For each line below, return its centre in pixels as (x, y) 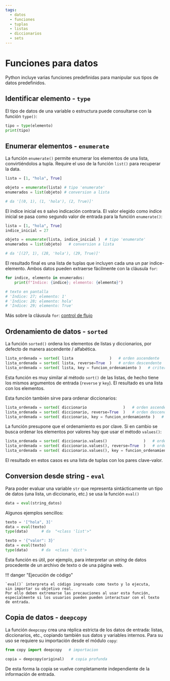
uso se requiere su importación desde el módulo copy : (61, 640)
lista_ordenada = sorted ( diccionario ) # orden (77, 407)
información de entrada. (30, 674)
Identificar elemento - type (48, 99)
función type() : (21, 116)
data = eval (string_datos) (34, 503)
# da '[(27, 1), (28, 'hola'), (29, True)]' (53, 254)
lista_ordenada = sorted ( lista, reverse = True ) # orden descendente (83, 363)
